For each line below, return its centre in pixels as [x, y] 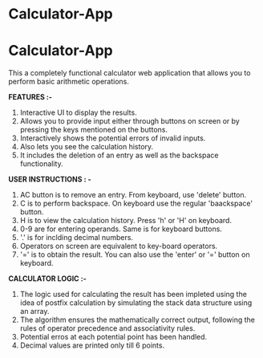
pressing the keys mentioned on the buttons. [94, 130]
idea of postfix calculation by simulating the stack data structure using [136, 303]
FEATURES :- [30, 97]
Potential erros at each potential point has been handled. [113, 337]
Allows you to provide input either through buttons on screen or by [130, 121]
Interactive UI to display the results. [79, 112]
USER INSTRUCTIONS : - [50, 179]
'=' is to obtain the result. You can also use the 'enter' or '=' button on [135, 254]
